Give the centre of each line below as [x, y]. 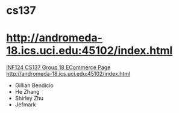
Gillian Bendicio [34, 85]
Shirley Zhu [29, 98]
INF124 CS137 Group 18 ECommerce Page [58, 67]
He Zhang [27, 92]
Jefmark [25, 105]
